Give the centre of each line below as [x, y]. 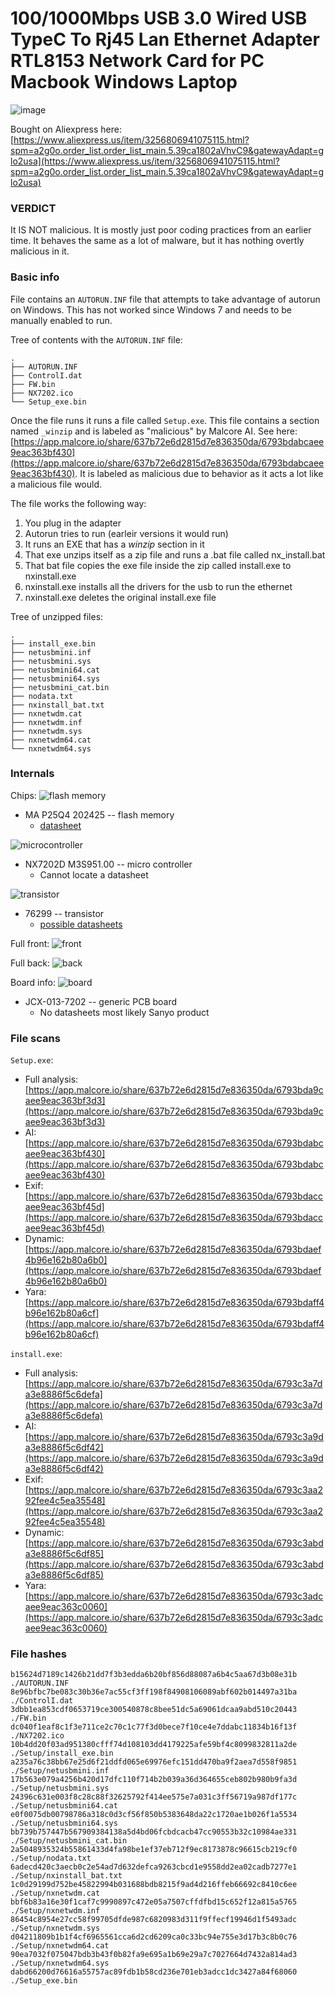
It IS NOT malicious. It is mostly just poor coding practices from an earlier [161, 230]
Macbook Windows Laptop [124, 82]
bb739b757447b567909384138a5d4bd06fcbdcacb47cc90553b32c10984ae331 [154, 1832]
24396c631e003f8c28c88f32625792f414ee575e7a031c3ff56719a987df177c [154, 1797]
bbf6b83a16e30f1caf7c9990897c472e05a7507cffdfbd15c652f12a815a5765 [154, 1902]
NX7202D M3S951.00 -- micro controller [108, 864]
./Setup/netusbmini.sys [60, 1788]
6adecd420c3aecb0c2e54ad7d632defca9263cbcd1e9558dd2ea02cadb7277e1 [154, 1867]
